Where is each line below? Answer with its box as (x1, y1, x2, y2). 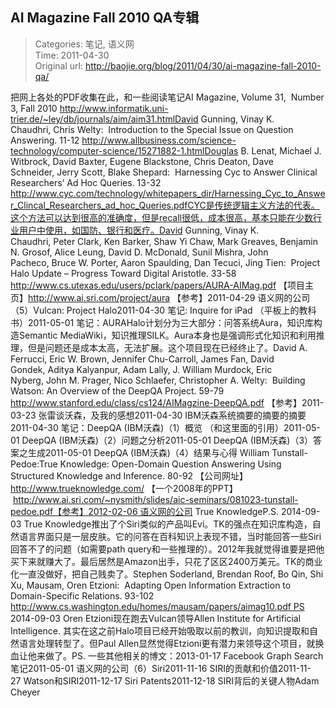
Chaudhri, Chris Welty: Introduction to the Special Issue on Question (10, 123, 294, 135)
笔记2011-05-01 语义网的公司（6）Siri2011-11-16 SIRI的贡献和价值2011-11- (10, 662, 312, 674)
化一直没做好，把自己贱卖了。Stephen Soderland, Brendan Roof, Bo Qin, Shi (10, 568, 324, 580)
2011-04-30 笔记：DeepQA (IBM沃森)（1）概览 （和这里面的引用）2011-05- (10, 421, 321, 433)
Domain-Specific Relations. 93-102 (10, 589, 155, 602)
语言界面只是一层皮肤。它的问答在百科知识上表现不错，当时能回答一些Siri (18, 530, 322, 542)
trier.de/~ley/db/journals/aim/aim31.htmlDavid (10, 113, 199, 125)
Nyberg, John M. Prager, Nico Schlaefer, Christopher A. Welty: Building (10, 374, 306, 386)
